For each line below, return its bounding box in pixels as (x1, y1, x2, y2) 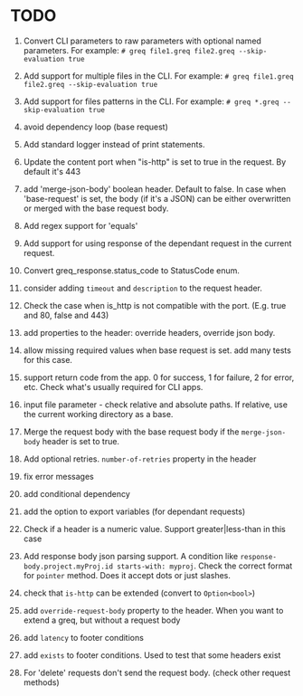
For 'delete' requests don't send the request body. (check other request (23, 667, 291, 678)
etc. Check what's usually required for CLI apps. (23, 381, 204, 392)
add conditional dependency (23, 488, 130, 499)
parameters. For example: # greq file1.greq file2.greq (23, 44, 235, 55)
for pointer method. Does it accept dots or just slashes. (23, 569, 232, 580)
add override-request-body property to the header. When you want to (23, 605, 284, 615)
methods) (23, 676, 60, 688)
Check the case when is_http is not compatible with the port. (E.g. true (23, 300, 287, 310)
